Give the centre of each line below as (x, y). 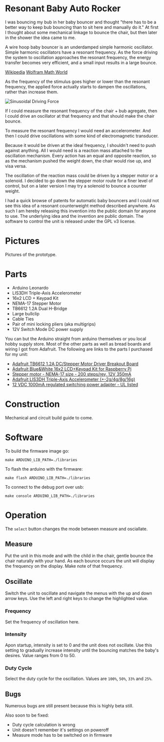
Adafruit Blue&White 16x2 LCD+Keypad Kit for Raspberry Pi (72, 369)
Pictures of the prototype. (31, 254)
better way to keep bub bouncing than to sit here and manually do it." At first (82, 27)
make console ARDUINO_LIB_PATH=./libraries (50, 496)
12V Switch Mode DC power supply (48, 329)
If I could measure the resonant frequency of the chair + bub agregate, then (81, 111)
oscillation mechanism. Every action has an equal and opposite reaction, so (81, 155)
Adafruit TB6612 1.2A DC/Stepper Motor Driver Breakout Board (75, 364)
